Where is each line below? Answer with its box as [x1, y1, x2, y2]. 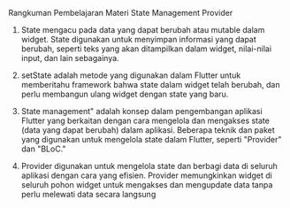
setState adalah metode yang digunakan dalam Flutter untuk [20, 70, 241, 81]
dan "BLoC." [20, 143, 67, 154]
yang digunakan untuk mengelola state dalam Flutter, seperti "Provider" [20, 135, 282, 144]
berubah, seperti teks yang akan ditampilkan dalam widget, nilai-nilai [20, 43, 271, 54]
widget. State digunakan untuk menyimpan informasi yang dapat [20, 35, 257, 44]
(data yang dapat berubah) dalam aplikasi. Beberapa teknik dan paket [20, 125, 275, 135]
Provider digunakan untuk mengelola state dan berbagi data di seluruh [20, 161, 278, 171]
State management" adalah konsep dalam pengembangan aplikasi [20, 106, 263, 116]
